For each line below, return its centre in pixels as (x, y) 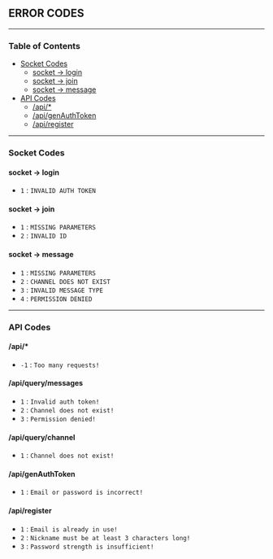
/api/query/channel (42, 437)
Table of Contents (45, 46)
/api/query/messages (46, 383)
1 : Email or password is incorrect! (82, 492)
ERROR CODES (46, 13)
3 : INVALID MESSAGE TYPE (62, 290)
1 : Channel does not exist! (67, 456)
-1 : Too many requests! (60, 365)
